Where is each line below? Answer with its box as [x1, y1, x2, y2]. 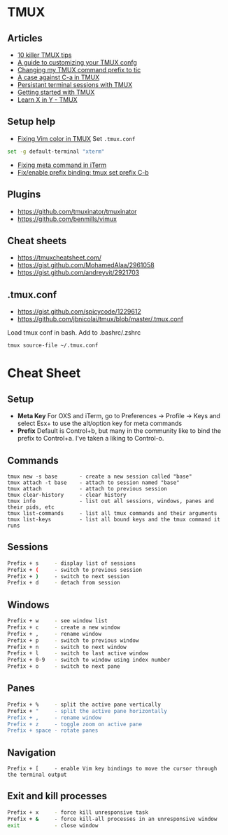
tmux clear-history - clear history [7, 491, 127, 498]
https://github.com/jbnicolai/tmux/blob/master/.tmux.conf [17, 315, 184, 323]
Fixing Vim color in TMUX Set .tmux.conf [17, 134, 136, 142]
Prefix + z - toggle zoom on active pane [7, 721, 142, 728]
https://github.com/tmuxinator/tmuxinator [17, 207, 138, 215]
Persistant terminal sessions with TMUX [17, 81, 133, 88]
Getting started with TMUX [17, 88, 95, 96]
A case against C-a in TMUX [17, 73, 100, 81]
